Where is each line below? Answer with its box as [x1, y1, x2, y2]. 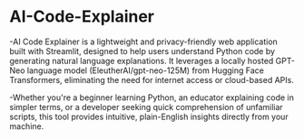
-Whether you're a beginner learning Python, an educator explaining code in [9, 92, 295, 103]
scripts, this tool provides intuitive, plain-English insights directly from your [9, 111, 289, 122]
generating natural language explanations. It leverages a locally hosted [9, 55, 274, 66]
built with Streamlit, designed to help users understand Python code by [9, 45, 275, 56]
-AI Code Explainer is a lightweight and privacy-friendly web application [9, 36, 279, 47]
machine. [9, 120, 44, 132]
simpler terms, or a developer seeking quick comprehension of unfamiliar [9, 101, 283, 112]
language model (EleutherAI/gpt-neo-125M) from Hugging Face [26, 65, 265, 76]
